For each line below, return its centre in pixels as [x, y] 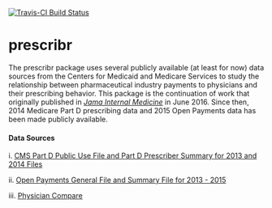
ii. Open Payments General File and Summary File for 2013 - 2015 [117, 180]
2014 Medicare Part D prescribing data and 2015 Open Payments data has [132, 110]
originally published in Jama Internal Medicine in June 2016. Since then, [129, 102]
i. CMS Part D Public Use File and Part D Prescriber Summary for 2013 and [133, 156]
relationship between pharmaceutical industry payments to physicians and [133, 84]
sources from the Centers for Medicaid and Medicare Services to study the [134, 76]
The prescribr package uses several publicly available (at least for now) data [136, 67]
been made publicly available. [58, 119]
